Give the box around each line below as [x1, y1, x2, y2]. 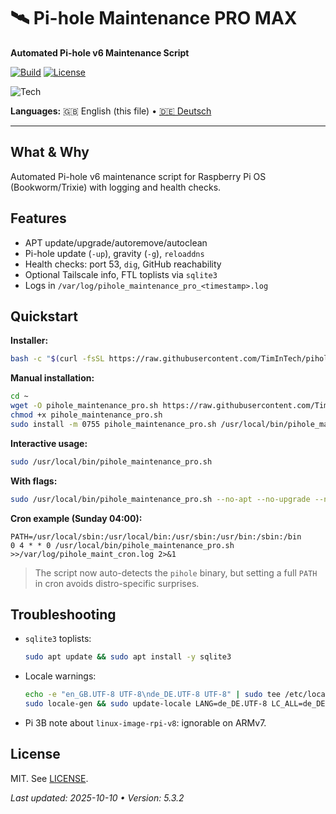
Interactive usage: [10, 437, 88, 449]
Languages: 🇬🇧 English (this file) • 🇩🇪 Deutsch [10, 105, 212, 117]
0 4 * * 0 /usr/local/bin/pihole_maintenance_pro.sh [10, 540, 235, 550]
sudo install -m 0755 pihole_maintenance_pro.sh [10, 419, 217, 429]
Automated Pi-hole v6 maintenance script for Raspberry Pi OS [10, 170, 267, 182]
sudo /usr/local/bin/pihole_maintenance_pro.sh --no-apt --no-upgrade [10, 494, 311, 504]
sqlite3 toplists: [24, 633, 92, 645]
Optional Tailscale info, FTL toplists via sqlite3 [24, 268, 218, 280]
